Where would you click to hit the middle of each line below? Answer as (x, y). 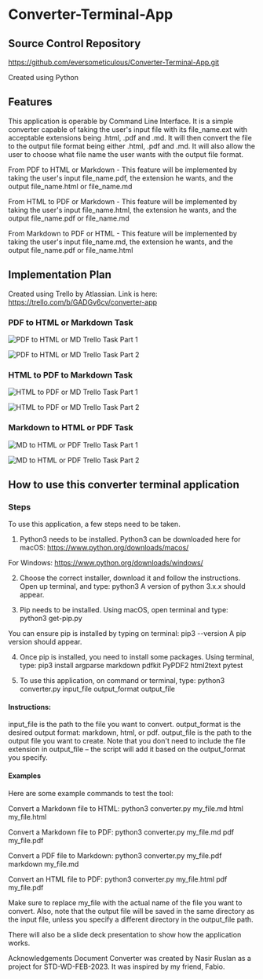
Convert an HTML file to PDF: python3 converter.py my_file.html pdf (118, 879)
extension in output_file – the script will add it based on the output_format (127, 749)
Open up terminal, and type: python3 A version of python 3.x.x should (132, 586)
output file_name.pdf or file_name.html (71, 250)
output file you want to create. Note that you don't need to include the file (127, 741)
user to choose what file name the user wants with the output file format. (126, 154)
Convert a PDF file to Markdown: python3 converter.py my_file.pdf (115, 855)
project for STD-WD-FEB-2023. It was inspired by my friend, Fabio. (117, 966)
